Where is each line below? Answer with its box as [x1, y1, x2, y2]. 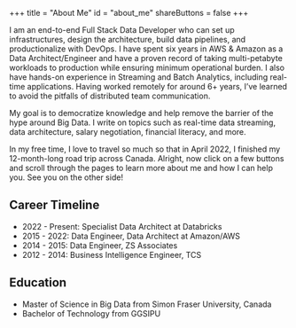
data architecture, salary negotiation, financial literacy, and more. [9, 127, 246, 137]
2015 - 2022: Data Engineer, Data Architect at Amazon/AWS [21, 230, 241, 241]
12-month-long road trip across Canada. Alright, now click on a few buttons [9, 153, 284, 163]
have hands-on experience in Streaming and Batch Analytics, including [9, 72, 269, 82]
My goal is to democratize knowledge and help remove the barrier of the [9, 108, 274, 118]
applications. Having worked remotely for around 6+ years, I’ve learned [27, 82, 288, 91]
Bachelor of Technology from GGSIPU [21, 308, 161, 318]
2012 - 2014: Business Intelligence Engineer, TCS [21, 249, 202, 260]
